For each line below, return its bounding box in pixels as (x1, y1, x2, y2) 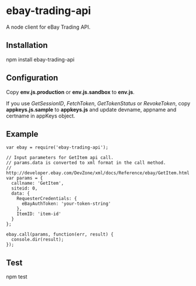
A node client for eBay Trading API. (6, 23, 91, 30)
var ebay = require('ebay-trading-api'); (6, 144, 109, 150)
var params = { (6, 175, 43, 181)
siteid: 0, (11, 185, 38, 191)
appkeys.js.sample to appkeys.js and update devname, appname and (6, 106, 177, 113)
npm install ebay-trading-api (6, 56, 75, 63)
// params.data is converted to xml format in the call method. (6, 160, 166, 166)
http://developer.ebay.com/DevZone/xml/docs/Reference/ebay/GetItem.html (6, 170, 190, 176)
